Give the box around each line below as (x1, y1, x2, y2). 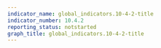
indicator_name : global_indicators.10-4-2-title (7, 10, 154, 18)
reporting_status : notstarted (7, 23, 97, 30)
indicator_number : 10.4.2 (7, 17, 84, 24)
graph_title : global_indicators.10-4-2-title (7, 30, 144, 37)
